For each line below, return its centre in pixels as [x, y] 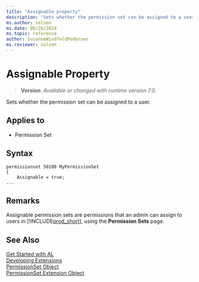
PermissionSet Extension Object [45, 273]
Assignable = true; [41, 177]
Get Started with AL [30, 254]
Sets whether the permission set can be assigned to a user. [78, 102]
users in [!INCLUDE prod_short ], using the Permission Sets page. [85, 221]
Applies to [25, 121]
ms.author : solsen [29, 23]
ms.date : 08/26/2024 [32, 28]
